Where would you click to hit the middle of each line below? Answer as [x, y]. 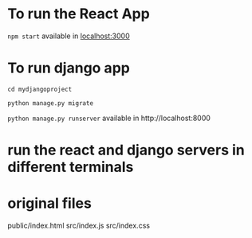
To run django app [69, 68]
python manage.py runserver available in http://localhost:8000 [109, 118]
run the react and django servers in [126, 150]
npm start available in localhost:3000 [69, 36]
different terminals [71, 167]
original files [50, 203]
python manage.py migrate [50, 103]
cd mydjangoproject [40, 89]
